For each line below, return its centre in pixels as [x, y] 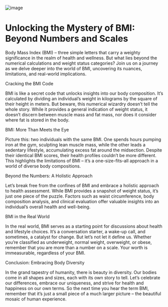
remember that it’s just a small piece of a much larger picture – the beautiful [83, 293]
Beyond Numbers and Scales [67, 39]
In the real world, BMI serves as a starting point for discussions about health [84, 226]
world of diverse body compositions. [43, 166]
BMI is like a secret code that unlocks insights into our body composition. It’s [84, 93]
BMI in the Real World [28, 216]
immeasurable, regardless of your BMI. [45, 253]
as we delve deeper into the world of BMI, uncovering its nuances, [74, 68]
